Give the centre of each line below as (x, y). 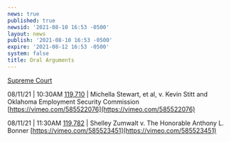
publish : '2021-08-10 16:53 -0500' (60, 40)
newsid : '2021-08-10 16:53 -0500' (59, 27)
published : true (31, 21)
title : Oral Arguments (41, 60)
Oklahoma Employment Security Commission (74, 102)
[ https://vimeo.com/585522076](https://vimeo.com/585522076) (101, 109)
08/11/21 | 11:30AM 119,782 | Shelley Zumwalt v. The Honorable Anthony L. (116, 123)
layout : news (27, 34)
